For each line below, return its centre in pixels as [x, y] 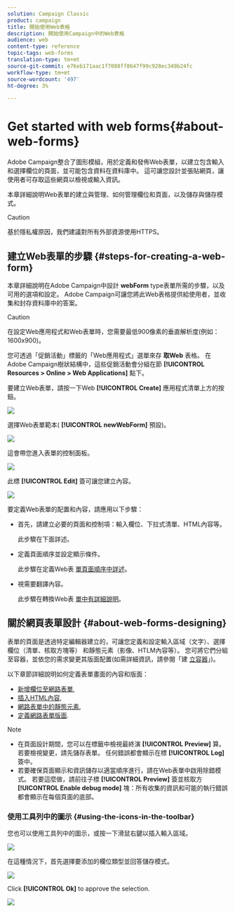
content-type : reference [43, 46]
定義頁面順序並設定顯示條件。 [60, 554]
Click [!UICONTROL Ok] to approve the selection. [79, 889]
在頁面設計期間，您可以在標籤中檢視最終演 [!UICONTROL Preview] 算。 [121, 743]
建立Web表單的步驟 [50, 256]
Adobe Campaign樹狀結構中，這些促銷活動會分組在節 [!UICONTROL [106, 364]
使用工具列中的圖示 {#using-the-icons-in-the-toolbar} [101, 817]
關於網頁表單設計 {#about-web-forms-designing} [117, 623]
